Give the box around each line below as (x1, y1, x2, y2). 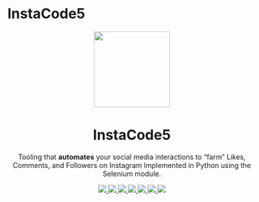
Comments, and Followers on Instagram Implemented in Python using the (12, 160, 252, 170)
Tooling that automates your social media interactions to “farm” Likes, (17, 151, 246, 162)
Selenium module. (103, 169, 161, 178)
